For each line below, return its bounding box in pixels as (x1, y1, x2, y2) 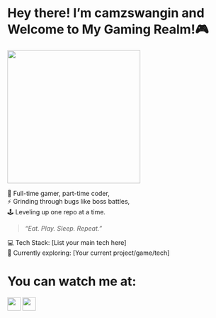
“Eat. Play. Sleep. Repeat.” (24, 224, 103, 232)
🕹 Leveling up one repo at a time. (7, 207, 106, 216)
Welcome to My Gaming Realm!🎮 (7, 21, 209, 38)
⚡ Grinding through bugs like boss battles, (7, 197, 130, 205)
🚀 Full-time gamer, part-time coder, (7, 189, 110, 197)
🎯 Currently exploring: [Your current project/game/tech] (7, 248, 170, 257)
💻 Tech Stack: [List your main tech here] (7, 238, 127, 246)
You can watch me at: (7, 273, 137, 290)
